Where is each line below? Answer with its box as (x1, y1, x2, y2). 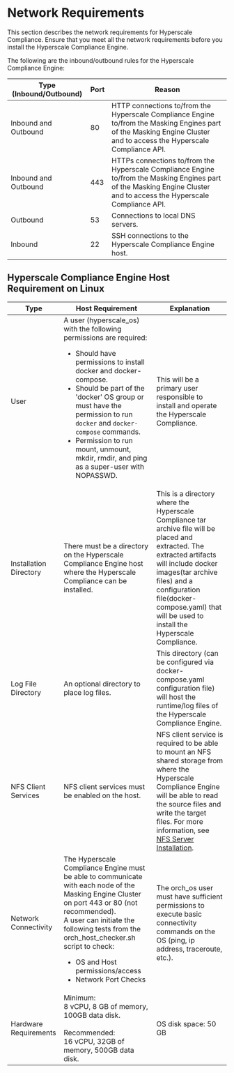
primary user (156, 383, 198, 393)
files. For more (156, 816, 203, 826)
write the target (156, 808, 207, 818)
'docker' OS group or (75, 392, 144, 402)
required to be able (156, 738, 219, 748)
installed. (63, 585, 93, 594)
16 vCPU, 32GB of (63, 1036, 125, 1046)
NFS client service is (156, 729, 224, 739)
